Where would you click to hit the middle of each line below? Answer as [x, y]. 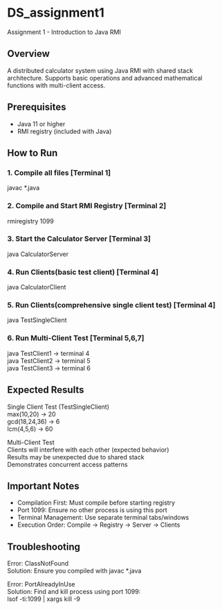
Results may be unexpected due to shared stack [76, 457]
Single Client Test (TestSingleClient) [58, 407]
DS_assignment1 [56, 13]
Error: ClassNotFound [38, 564]
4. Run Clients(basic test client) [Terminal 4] [83, 272]
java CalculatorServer [38, 254]
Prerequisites [37, 107]
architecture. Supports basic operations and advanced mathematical [105, 78]
